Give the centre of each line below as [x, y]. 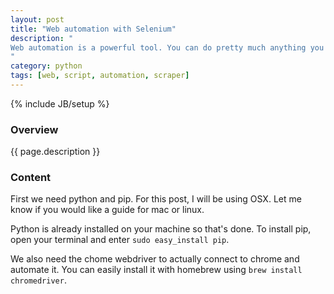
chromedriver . [38, 280]
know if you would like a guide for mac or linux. [107, 210]
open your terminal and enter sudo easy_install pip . [120, 240]
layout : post [37, 19]
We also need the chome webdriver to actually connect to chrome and [155, 259]
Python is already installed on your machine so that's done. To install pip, [161, 229]
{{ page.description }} [55, 152]
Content [31, 178]
